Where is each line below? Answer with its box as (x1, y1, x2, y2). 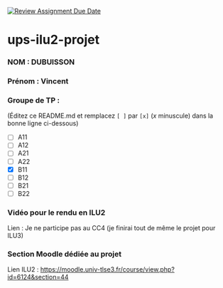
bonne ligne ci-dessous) (7, 119, 79, 128)
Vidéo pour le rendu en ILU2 (7, 207, 106, 217)
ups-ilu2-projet (7, 32, 100, 48)
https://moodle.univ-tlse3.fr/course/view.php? (40, 265, 175, 274)
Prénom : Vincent (7, 76, 69, 86)
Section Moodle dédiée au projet (7, 250, 122, 259)
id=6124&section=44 (7, 273, 69, 282)
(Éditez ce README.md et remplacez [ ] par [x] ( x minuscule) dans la (7, 111, 214, 120)
